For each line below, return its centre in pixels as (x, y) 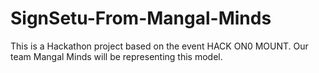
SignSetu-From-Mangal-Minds (141, 18)
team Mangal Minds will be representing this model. (116, 56)
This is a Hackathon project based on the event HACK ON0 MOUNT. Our (159, 46)
